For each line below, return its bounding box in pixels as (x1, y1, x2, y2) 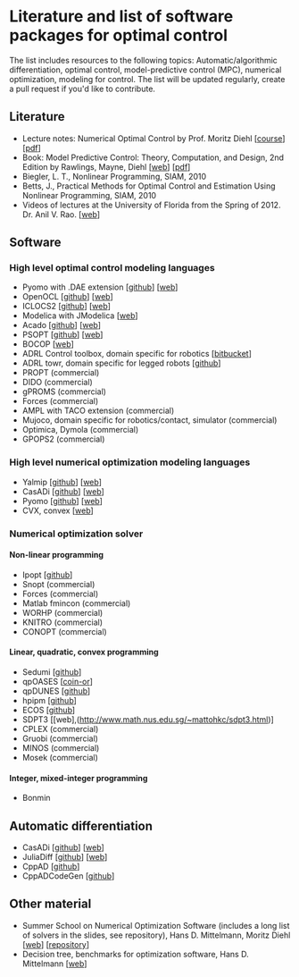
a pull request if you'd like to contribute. (9, 83, 156, 94)
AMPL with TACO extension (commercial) (21, 405, 175, 417)
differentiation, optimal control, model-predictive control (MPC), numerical (9, 64, 282, 75)
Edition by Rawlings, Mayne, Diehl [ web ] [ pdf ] (21, 161, 191, 172)
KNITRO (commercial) (21, 617, 104, 627)
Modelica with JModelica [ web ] (21, 310, 138, 321)
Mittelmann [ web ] (21, 958, 87, 969)
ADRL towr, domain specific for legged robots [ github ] (21, 358, 221, 368)
